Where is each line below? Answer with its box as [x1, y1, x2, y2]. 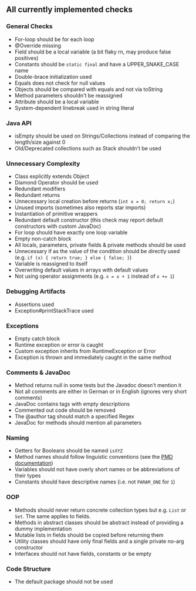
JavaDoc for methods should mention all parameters [14, 419, 142, 427]
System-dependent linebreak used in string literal [14, 104, 134, 111]
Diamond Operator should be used [14, 179, 99, 186]
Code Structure [6, 565, 51, 573]
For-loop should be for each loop [14, 35, 95, 43]
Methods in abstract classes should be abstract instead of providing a [14, 519, 184, 526]
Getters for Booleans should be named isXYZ [14, 447, 123, 454]
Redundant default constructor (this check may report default [14, 217, 163, 224]
